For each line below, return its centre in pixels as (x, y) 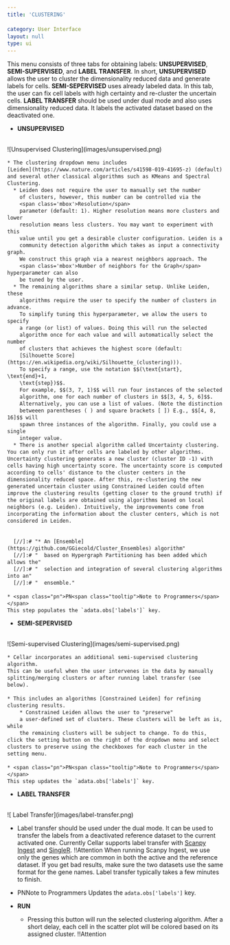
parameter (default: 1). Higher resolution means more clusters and (119, 211)
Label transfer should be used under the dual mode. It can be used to (115, 828)
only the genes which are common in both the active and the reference (117, 858)
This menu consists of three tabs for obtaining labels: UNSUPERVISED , (107, 64)
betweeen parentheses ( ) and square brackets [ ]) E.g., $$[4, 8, (118, 411)
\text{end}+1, (27, 376)
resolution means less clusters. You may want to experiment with (116, 225)
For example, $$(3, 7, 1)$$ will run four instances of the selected (121, 390)
